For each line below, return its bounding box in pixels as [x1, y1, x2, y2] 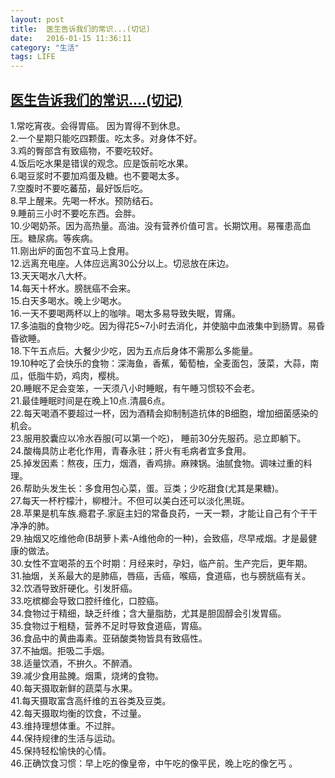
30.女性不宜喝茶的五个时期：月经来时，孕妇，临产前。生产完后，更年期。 [10, 557, 313, 569]
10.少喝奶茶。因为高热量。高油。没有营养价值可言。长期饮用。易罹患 [10, 219, 294, 231]
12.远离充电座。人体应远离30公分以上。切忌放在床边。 [10, 257, 235, 269]
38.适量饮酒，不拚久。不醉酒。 [10, 657, 138, 669]
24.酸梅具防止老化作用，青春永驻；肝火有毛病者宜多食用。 [10, 444, 252, 456]
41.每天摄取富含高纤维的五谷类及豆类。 [10, 694, 172, 706]
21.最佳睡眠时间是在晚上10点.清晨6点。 [10, 394, 171, 406]
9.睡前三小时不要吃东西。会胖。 [10, 207, 142, 219]
